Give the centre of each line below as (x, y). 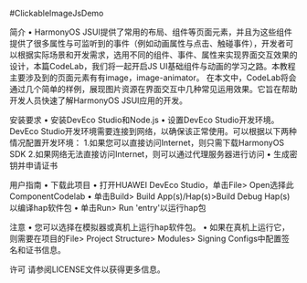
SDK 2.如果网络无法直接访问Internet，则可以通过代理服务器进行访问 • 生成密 (153, 154)
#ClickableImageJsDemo (57, 13)
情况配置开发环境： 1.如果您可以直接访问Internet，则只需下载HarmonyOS (147, 142)
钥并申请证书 (33, 165)
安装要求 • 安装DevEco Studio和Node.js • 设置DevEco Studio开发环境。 (144, 120)
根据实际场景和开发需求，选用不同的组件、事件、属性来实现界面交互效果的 (157, 55)
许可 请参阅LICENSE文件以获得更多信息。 (88, 269)
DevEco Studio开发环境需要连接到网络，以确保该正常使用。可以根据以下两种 (153, 131)
